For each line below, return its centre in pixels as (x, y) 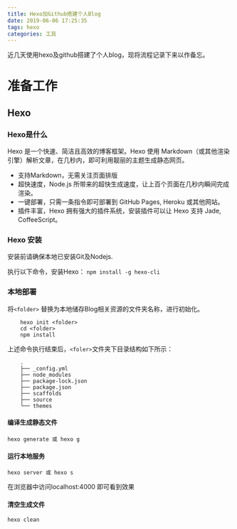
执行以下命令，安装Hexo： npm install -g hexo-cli (84, 272)
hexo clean (23, 520)
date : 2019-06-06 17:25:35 (47, 21)
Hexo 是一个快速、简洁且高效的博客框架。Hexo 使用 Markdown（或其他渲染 (118, 151)
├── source (36, 400)
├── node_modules (46, 375)
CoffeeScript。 (39, 220)
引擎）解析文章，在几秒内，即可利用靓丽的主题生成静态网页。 (98, 160)
